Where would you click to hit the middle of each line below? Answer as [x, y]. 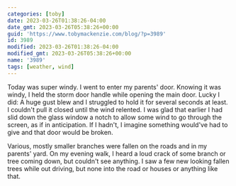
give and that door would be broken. [60, 132]
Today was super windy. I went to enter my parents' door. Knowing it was [114, 87]
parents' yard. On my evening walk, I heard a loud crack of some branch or [117, 153]
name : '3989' [27, 60]
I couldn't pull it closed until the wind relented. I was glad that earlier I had [115, 109]
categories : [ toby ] [36, 14]
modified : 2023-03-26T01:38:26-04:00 [63, 47]
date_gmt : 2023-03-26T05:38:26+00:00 [63, 27]
